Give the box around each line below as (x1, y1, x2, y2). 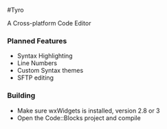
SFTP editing (16, 73, 54, 82)
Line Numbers (16, 59, 57, 67)
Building (7, 91, 36, 100)
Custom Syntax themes (16, 67, 84, 75)
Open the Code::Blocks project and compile (16, 113, 141, 122)
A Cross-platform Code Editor (7, 19, 91, 27)
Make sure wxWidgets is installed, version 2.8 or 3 (16, 106, 160, 115)
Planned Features (7, 36, 67, 45)
